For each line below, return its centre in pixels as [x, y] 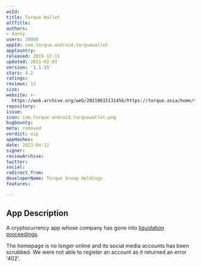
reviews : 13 [21, 84]
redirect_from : [25, 173]
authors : [17, 28]
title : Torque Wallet [33, 17]
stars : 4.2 [20, 73]
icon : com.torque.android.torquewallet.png [61, 117]
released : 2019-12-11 [33, 56]
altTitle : [19, 23]
